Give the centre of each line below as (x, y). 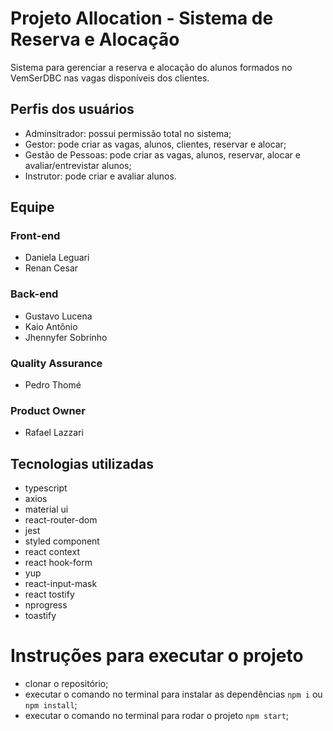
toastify (40, 616)
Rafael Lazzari (54, 433)
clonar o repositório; (66, 684)
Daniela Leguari (57, 258)
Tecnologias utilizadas (82, 463)
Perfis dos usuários (72, 109)
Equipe (32, 207)
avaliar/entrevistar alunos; (78, 165)
